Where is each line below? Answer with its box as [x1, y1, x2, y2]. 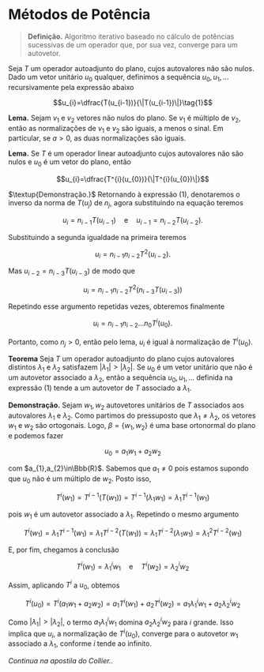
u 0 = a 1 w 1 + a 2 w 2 [104, 446, 162, 457]
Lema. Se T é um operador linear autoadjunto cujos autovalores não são [8, 148, 243, 159]
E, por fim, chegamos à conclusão [8, 545, 120, 554]
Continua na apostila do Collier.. [8, 656, 113, 666]
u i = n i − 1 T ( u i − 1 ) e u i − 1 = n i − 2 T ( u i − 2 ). [62, 215, 204, 227]
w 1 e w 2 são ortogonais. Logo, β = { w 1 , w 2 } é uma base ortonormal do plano [8, 421, 256, 432]
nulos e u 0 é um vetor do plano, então [8, 157, 132, 169]
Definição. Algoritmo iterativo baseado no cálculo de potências [27, 32, 235, 41]
